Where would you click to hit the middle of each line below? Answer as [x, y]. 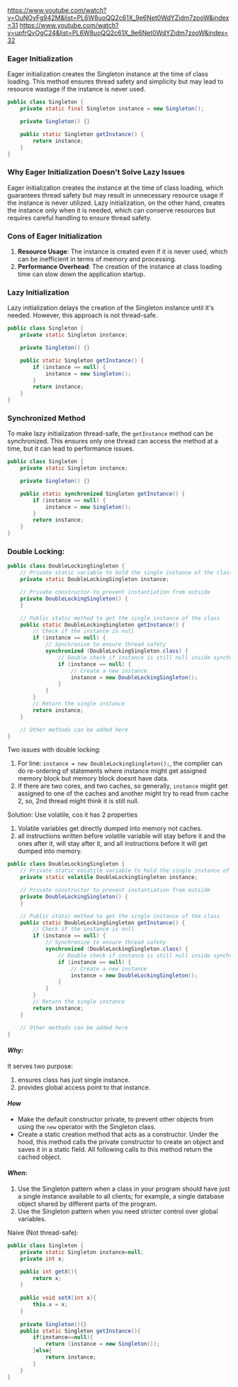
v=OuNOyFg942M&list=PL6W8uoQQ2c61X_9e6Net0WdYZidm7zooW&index [118, 18]
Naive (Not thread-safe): [43, 1233]
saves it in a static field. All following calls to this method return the [115, 1149]
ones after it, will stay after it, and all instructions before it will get [112, 844]
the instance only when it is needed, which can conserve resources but [112, 210]
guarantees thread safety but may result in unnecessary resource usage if [115, 195]
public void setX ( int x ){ [58, 1298]
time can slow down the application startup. [81, 274]
